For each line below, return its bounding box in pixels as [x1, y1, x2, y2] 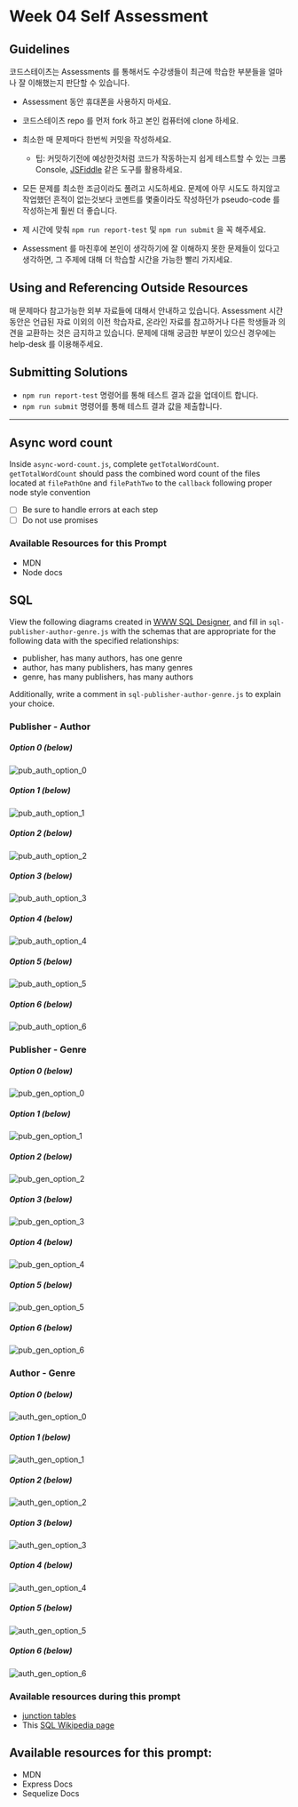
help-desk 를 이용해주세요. [9, 338, 104, 349]
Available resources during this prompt [9, 1690, 181, 1702]
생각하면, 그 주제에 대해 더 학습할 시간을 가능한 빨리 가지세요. [21, 254, 233, 264]
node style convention [9, 487, 91, 498]
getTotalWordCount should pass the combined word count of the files [9, 469, 261, 479]
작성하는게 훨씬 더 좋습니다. [21, 205, 118, 215]
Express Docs [21, 1779, 74, 1789]
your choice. [9, 698, 55, 709]
